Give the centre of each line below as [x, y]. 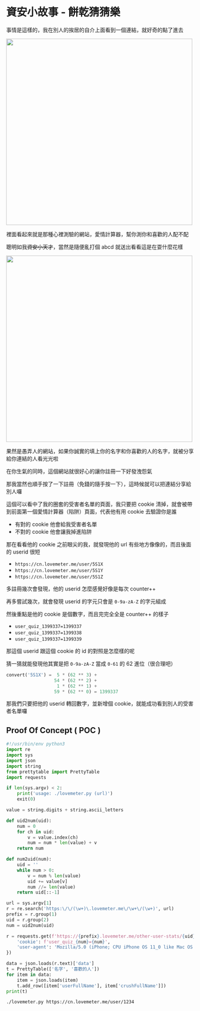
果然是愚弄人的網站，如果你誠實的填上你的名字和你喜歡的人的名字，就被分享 [100, 451]
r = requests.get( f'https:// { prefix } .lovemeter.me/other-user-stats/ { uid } [101, 936]
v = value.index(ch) [53, 837]
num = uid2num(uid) [30, 925]
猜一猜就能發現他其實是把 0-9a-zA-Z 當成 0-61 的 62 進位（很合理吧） [91, 663]
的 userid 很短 [23, 552]
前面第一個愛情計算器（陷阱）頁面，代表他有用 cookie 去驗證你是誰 [94, 511]
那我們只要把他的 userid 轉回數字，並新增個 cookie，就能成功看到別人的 [95, 704]
